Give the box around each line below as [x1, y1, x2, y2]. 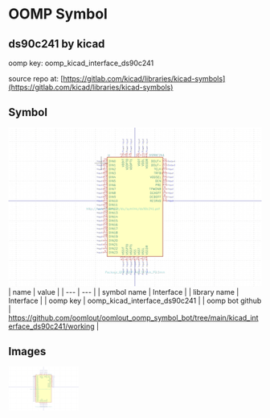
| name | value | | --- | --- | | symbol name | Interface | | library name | [8, 287, 239, 296]
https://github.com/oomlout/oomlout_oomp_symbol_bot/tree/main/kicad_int [8, 312, 259, 322]
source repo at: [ [8, 74, 63, 83]
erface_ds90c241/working [8, 321, 95, 331]
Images [8, 345, 47, 358]
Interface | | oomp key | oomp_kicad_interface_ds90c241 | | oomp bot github [8, 296, 262, 305]
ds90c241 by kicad [8, 37, 105, 51]
